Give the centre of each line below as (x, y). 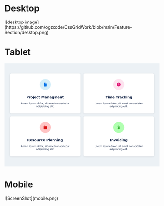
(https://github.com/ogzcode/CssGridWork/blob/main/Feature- (68, 27)
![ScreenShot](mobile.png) (31, 198)
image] (32, 22)
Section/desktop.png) (27, 32)
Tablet (18, 52)
